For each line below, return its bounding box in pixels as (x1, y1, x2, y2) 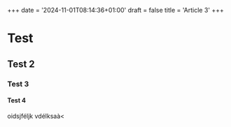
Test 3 (7, 79, 29, 89)
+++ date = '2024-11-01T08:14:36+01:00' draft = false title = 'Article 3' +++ (7, 6, 224, 14)
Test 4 (7, 96, 27, 105)
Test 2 (7, 58, 35, 70)
